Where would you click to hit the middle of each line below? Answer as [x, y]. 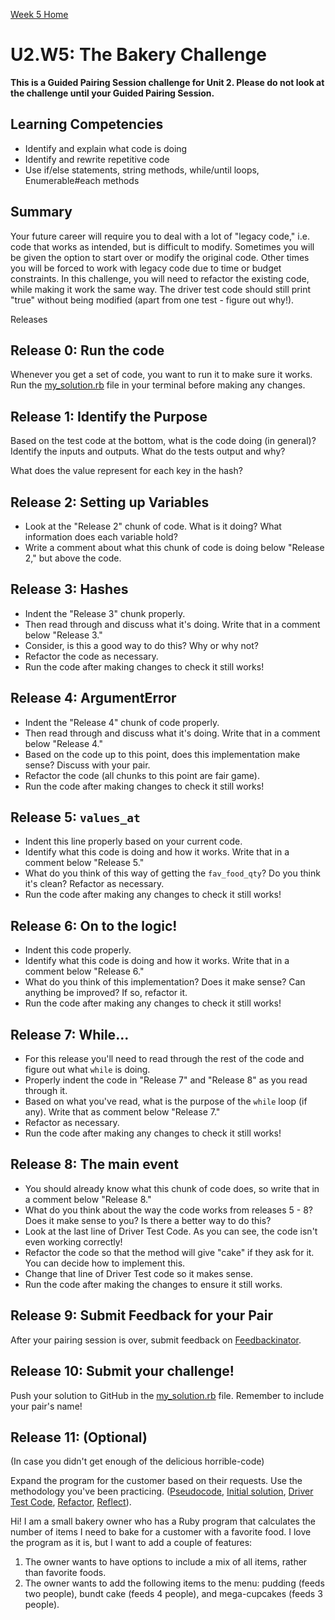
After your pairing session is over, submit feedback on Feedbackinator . [156, 1340]
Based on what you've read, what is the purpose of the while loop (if [166, 1101]
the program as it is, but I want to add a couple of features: [131, 1543]
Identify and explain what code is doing [106, 148]
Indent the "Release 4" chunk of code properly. [122, 722]
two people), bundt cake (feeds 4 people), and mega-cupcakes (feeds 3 [173, 1594]
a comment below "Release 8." [88, 1199]
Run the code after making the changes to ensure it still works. [153, 1284]
